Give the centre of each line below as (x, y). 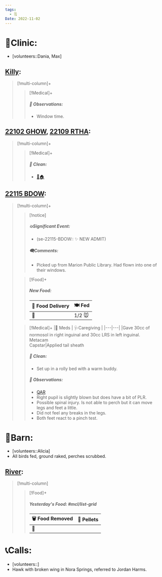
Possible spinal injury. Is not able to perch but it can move (94, 402)
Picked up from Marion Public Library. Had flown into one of (97, 265)
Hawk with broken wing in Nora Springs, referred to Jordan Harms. (79, 570)
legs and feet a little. (57, 408)
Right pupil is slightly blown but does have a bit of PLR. (91, 397)
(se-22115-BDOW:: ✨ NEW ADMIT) (71, 239)
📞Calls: (18, 550)
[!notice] (38, 215)
